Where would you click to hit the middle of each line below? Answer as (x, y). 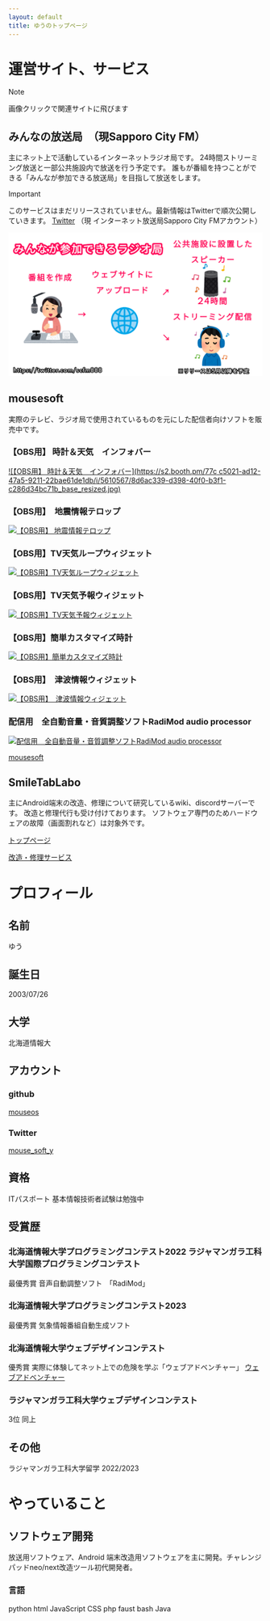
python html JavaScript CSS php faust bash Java (90, 1608)
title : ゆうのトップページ (48, 25)
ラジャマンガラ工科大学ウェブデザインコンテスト (103, 1400)
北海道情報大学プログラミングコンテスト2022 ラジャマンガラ (127, 1252)
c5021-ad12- (240, 471)
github (21, 1094)
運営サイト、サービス (79, 69)
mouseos (24, 1112)
